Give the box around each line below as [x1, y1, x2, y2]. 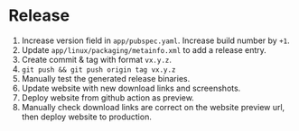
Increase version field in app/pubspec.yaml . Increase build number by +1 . [21, 35, 290, 46]
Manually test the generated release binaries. [21, 73, 191, 83]
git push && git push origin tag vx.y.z [21, 65, 176, 74]
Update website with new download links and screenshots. [21, 83, 241, 93]
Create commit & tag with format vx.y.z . [21, 54, 173, 65]
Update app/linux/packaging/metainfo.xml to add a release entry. [21, 44, 267, 55]
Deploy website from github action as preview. [21, 92, 195, 103]
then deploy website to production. [21, 111, 153, 122]
